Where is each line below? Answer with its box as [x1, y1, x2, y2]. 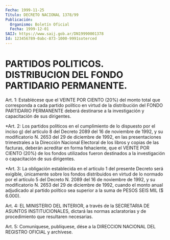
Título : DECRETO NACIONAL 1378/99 [5, 12, 79, 17]
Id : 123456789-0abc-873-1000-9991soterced [5, 36, 97, 41]
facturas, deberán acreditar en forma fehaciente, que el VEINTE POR [5, 144, 150, 151]
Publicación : [5, 17, 33, 22]
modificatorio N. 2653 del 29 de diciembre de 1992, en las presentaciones [5, 134, 162, 140]
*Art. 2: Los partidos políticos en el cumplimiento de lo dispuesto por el [5, 123, 156, 129]
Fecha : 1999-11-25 [5, 7, 44, 13]
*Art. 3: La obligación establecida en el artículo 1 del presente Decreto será [5, 165, 163, 171]
